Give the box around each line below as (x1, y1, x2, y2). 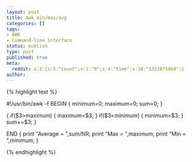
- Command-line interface (6, 37, 72, 43)
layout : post (6, 9, 40, 15)
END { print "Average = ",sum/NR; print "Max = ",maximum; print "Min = (6, 130, 186, 138)
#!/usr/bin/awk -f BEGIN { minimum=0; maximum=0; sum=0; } (6, 100, 163, 108)
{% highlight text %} (6, 88, 57, 95)
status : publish (6, 43, 48, 50)
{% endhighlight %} (6, 149, 56, 156)
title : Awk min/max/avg (6, 15, 67, 21)
